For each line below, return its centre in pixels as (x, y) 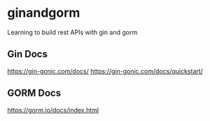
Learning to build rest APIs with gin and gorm (72, 32)
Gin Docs (27, 54)
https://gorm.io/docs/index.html (53, 110)
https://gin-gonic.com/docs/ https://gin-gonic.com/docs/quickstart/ (105, 71)
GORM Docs (34, 93)
